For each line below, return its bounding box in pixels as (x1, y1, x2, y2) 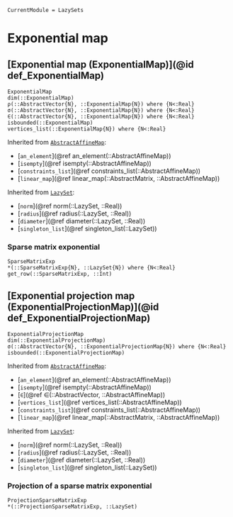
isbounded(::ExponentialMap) (7, 119, 93, 126)
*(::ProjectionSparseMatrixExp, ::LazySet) (7, 504, 138, 511)
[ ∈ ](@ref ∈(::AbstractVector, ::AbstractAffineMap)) (17, 391, 165, 399)
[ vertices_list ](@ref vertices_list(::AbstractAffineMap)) (17, 398, 182, 407)
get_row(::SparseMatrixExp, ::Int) (7, 270, 113, 278)
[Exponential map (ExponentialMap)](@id (7, 58, 195, 70)
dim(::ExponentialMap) (7, 94, 74, 101)
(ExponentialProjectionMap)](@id (7, 301, 159, 313)
